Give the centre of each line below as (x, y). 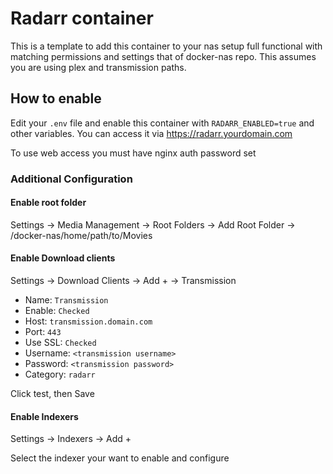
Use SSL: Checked (60, 343)
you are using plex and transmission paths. (98, 67)
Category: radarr (60, 374)
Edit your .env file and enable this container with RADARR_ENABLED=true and (162, 123)
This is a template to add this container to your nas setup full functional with (166, 46)
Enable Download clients (63, 258)
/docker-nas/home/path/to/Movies (81, 235)
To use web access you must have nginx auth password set (133, 153)
